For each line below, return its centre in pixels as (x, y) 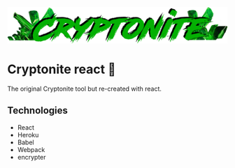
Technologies (38, 110)
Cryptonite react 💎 (62, 69)
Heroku (28, 135)
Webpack (31, 149)
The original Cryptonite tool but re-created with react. (85, 89)
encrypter (32, 157)
